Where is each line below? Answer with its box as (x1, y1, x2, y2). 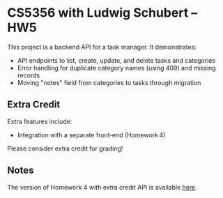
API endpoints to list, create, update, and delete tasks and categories (17, 56, 216, 64)
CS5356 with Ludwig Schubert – (7, 5, 198, 21)
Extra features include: (7, 117, 72, 125)
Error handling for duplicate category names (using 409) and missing (17, 63, 216, 72)
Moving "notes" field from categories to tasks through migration (17, 78, 201, 86)
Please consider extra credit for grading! (7, 144, 123, 153)
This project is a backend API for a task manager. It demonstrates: (7, 43, 197, 51)
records (17, 71, 40, 79)
